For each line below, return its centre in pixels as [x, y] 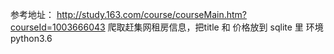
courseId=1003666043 [58, 27]
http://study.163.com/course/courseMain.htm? [151, 14]
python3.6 [31, 38]
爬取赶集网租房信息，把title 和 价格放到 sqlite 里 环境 [215, 27]
